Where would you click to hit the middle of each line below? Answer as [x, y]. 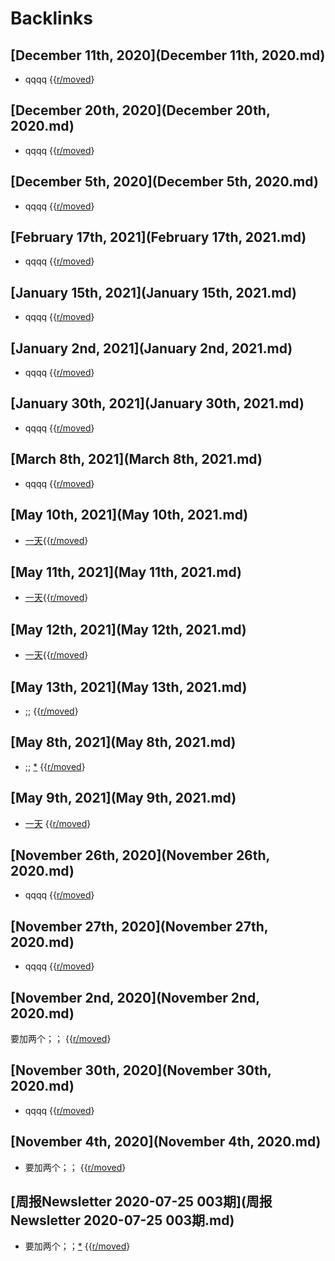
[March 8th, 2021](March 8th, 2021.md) [136, 459]
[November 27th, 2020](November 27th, [139, 926]
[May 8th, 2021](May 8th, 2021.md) [123, 742]
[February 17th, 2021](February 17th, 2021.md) [158, 237]
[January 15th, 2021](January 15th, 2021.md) [153, 292]
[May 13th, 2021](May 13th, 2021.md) [129, 687]
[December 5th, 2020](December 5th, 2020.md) [164, 182]
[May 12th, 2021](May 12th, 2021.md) [128, 629]
